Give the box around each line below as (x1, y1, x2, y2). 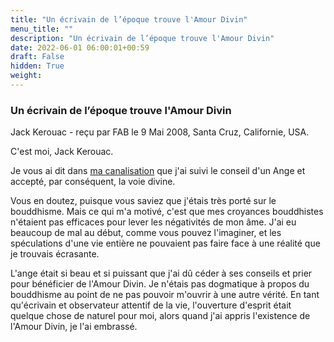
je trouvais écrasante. (10, 248, 100, 260)
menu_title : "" (10, 24, 74, 34)
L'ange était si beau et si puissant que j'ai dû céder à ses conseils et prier (10, 267, 313, 280)
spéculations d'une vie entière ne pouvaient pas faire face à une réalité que (10, 237, 321, 250)
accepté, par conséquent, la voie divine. (10, 176, 176, 188)
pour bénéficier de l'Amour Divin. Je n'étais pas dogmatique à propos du (10, 278, 310, 290)
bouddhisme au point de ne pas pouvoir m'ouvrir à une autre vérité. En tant (10, 289, 320, 301)
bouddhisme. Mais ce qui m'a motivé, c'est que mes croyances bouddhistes (10, 206, 324, 218)
